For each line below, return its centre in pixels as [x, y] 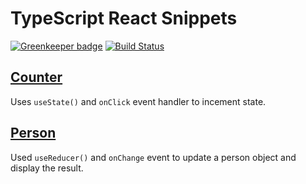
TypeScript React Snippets [124, 18]
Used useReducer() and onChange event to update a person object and [153, 157]
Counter [36, 77]
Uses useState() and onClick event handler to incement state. [138, 101]
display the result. [47, 168]
